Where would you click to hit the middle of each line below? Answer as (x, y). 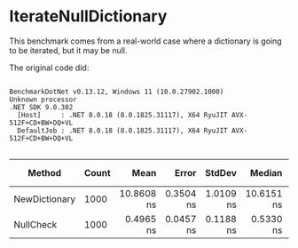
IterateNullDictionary (88, 16)
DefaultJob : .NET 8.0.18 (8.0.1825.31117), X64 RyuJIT (122, 131)
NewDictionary (45, 199)
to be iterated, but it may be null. (68, 50)
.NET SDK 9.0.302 (41, 107)
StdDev (221, 172)
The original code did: (49, 68)
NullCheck (35, 224)
